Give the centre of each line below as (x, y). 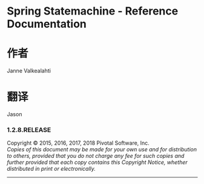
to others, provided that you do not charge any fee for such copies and (96, 156)
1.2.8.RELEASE (29, 130)
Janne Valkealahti (29, 71)
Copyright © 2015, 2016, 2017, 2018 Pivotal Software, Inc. (78, 143)
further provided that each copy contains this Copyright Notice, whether (97, 162)
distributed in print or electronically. (51, 169)
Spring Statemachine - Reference (93, 11)
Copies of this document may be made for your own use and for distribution (102, 149)
